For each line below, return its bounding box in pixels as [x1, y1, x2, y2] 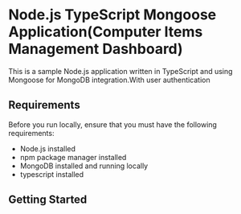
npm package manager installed [19, 152, 127, 162]
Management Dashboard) [8, 40, 183, 58]
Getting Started [8, 193, 88, 207]
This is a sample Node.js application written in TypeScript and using [8, 66, 233, 76]
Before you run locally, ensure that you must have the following [8, 119, 217, 130]
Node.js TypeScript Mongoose [8, 6, 217, 24]
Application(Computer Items [8, 23, 203, 41]
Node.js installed [19, 143, 76, 154]
